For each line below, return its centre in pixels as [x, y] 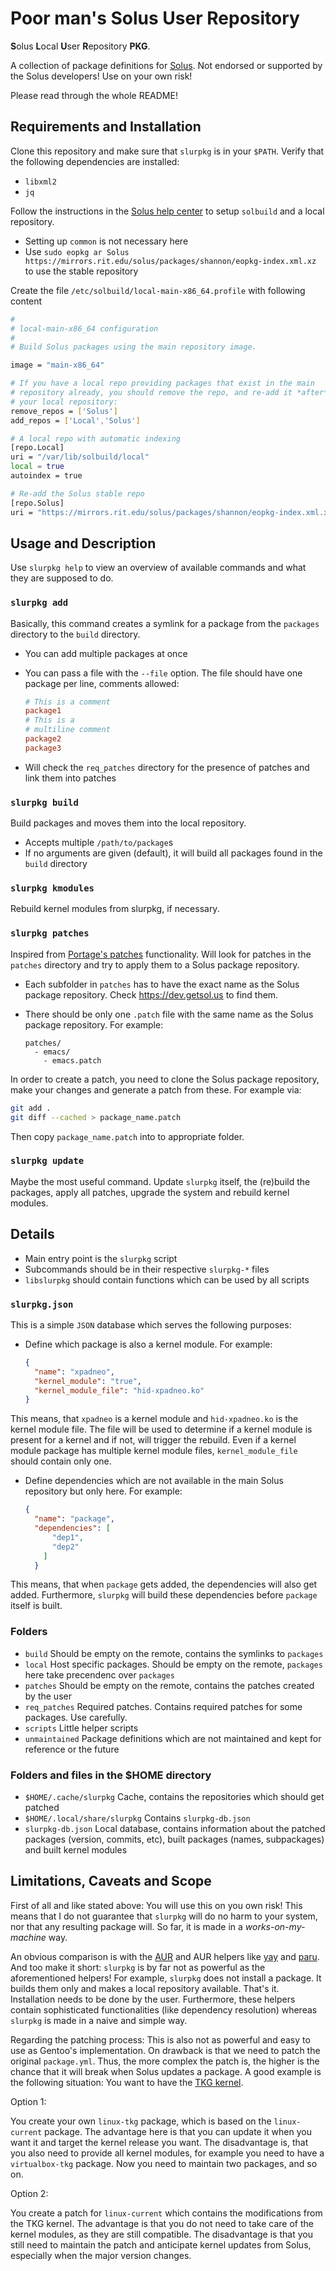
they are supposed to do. [62, 578]
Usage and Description [83, 543]
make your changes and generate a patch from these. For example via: [156, 1089]
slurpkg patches [50, 933]
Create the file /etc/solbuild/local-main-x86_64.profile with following [158, 290]
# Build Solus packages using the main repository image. [133, 347]
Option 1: [28, 2101]
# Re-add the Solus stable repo [77, 493]
